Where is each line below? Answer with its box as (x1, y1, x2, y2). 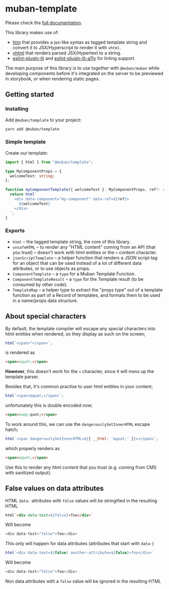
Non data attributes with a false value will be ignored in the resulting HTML (5, 578, 161, 584)
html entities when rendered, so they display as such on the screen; (5, 331, 146, 337)
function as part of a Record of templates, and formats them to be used (12, 292, 160, 298)
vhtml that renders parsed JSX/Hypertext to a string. (12, 50, 122, 56)
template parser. (5, 374, 39, 380)
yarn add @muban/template (5, 126, 59, 131)
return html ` (10, 192, 37, 197)
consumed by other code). (12, 281, 68, 287)
